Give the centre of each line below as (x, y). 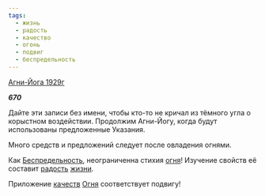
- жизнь (28, 23)
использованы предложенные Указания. (77, 129)
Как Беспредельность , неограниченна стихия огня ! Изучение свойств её (132, 160)
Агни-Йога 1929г (36, 82)
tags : (17, 15)
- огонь (28, 45)
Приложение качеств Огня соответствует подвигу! (95, 183)
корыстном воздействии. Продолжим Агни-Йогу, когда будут (113, 121)
